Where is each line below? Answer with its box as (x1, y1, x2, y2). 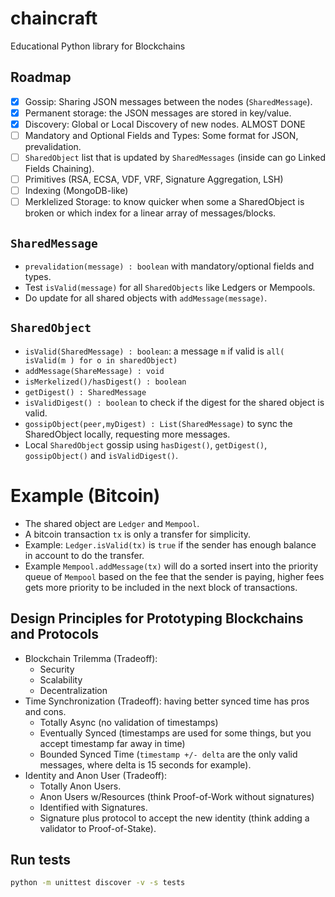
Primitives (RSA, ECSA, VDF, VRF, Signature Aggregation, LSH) (24, 173, 284, 186)
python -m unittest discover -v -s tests (10, 878, 186, 888)
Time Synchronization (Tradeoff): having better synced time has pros (24, 695, 310, 707)
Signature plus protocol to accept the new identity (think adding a (39, 812, 310, 824)
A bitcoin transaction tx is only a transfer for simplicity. (24, 528, 252, 540)
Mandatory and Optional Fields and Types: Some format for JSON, (24, 129, 299, 141)
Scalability (39, 673, 83, 686)
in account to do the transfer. (24, 549, 145, 561)
